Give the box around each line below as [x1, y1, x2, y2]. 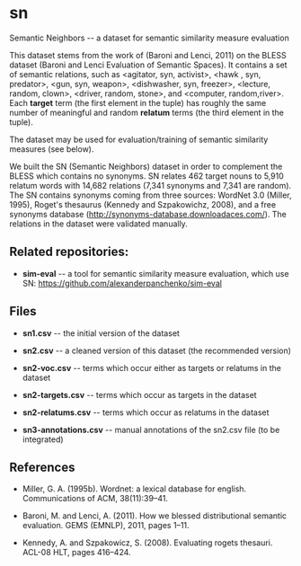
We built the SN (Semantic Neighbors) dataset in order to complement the [9, 161, 283, 172]
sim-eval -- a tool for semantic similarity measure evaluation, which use [22, 268, 289, 279]
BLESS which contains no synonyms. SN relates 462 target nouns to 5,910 [9, 170, 285, 181]
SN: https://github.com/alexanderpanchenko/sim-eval [22, 278, 223, 288]
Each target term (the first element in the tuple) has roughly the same [9, 97, 267, 108]
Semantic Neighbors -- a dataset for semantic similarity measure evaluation [9, 32, 289, 43]
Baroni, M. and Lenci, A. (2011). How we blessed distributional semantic [22, 510, 288, 521]
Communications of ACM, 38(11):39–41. [22, 493, 169, 504]
